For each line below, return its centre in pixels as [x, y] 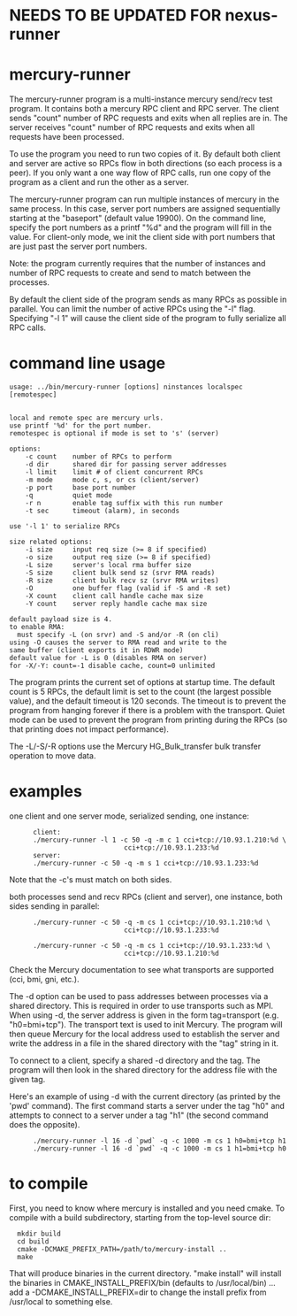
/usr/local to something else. [61, 1301]
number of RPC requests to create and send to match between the [130, 273]
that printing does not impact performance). [89, 729]
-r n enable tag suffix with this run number [124, 504]
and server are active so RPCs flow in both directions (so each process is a [146, 164]
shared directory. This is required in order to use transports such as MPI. [141, 1006]
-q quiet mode [69, 496]
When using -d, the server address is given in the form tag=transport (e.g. [144, 1015]
